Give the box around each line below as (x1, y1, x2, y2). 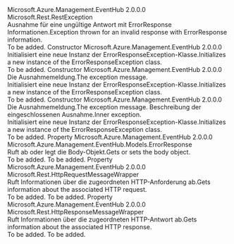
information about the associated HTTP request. (7, 185, 147, 193)
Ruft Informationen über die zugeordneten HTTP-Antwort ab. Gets (7, 215, 197, 224)
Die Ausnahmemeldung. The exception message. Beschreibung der (7, 103, 202, 111)
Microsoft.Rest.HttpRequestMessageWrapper (7, 171, 140, 178)
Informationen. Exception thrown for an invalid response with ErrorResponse (7, 28, 228, 36)
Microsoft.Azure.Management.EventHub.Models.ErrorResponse (7, 140, 192, 149)
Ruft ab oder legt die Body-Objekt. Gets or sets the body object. (7, 148, 191, 156)
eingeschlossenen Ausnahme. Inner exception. (7, 111, 142, 118)
